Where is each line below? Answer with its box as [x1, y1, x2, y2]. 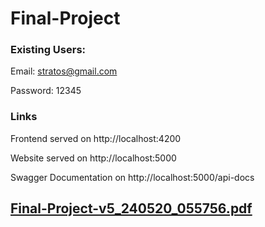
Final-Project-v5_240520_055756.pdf [10, 200, 253, 217]
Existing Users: [10, 43, 87, 57]
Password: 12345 [10, 85, 82, 97]
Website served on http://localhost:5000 [10, 152, 177, 164]
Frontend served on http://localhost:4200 [10, 132, 182, 144]
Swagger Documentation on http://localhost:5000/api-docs [10, 171, 255, 183]
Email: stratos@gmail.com [10, 65, 118, 77]
